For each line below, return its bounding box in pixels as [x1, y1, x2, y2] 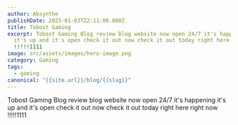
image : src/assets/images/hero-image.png [7, 50, 132, 58]
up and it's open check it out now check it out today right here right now [7, 104, 218, 112]
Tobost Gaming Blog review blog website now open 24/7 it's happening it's [7, 96, 227, 104]
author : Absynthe [7, 10, 59, 18]
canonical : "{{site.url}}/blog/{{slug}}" [7, 76, 132, 84]
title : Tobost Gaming [7, 23, 72, 31]
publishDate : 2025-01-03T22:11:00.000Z [7, 17, 125, 24]
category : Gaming [7, 57, 59, 64]
